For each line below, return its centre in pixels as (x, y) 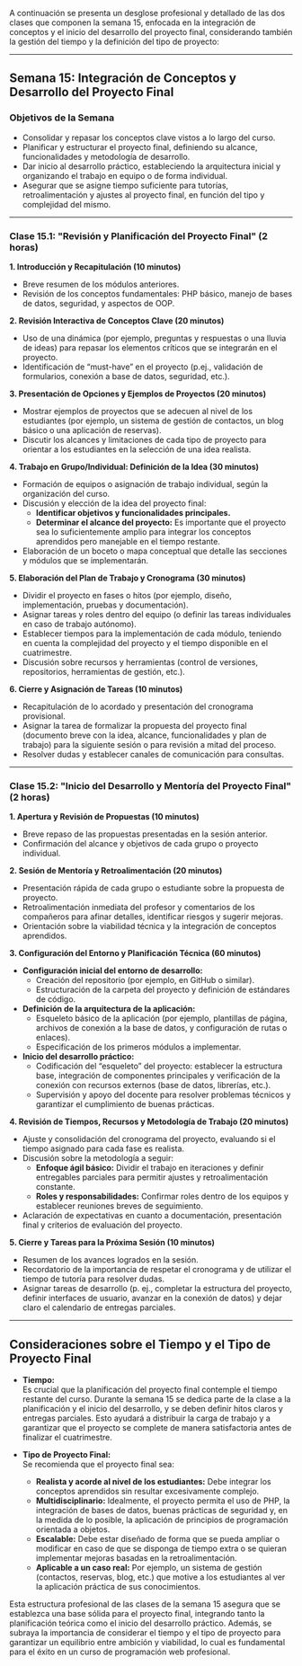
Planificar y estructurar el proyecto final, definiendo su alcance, (140, 146)
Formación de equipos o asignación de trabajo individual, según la (145, 483)
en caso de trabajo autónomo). (79, 624)
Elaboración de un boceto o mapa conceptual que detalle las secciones (155, 551)
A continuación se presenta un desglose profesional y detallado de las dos (147, 13)
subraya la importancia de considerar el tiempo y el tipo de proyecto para (145, 1633)
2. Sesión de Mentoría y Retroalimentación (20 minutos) (116, 871)
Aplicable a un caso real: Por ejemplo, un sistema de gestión (149, 1568)
